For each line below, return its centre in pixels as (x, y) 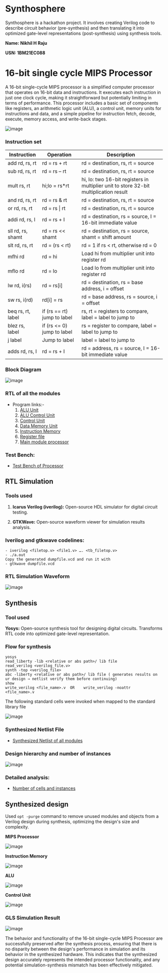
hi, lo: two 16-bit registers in (115, 180)
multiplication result (105, 192)
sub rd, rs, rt (22, 171)
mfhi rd (16, 257)
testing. (20, 512)
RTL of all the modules (33, 394)
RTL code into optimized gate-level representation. (57, 634)
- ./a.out (15, 555)
